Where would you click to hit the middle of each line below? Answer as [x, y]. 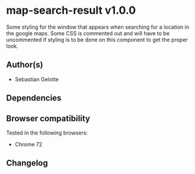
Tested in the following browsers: [47, 133]
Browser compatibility [48, 118]
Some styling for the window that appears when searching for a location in [98, 27]
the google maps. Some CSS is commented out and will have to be [88, 33]
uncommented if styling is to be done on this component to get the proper [97, 39]
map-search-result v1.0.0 [71, 10]
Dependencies [34, 98]
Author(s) [25, 65]
